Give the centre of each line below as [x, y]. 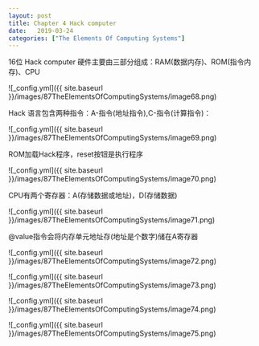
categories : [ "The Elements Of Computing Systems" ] [97, 38]
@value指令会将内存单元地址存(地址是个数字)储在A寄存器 [103, 237]
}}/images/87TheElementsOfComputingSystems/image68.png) [113, 96]
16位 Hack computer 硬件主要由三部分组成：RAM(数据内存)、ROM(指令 [126, 62]
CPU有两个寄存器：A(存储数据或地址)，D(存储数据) [93, 195]
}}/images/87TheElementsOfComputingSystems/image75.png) [112, 333]
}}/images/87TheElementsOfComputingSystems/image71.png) [112, 220]
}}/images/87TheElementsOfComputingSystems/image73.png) [113, 285]
